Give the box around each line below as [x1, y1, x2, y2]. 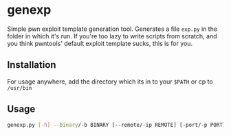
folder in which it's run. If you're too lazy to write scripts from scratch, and [7, 32, 217, 40]
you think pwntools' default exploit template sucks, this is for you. [7, 39, 193, 47]
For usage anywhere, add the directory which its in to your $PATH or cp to [7, 77, 213, 86]
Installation [7, 59, 56, 71]
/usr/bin [7, 84, 32, 91]
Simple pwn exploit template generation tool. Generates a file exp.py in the [7, 25, 218, 33]
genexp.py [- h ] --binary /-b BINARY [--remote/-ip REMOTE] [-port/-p [7, 121, 208, 128]
